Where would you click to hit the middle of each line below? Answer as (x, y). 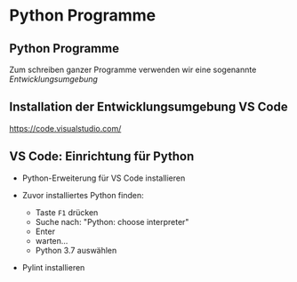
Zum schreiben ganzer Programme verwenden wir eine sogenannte (133, 69)
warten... (52, 240)
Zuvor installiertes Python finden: (83, 195)
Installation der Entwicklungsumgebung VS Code (148, 107)
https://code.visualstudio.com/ (65, 128)
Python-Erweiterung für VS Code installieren (104, 178)
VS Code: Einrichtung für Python (102, 157)
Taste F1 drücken (67, 212)
